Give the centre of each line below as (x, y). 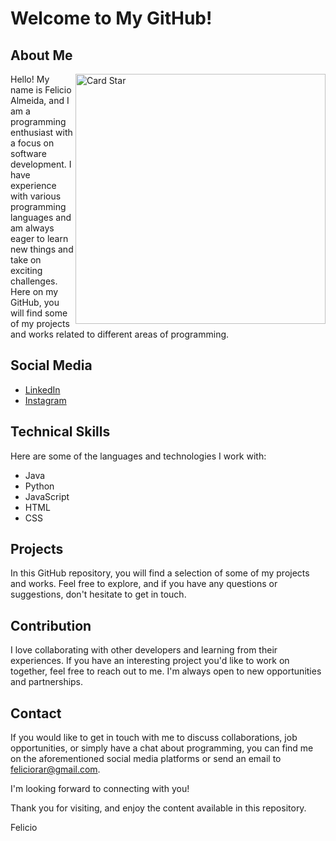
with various (36, 196)
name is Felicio (41, 90)
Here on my (34, 291)
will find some (39, 313)
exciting (26, 270)
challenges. (34, 281)
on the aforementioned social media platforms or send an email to (146, 759)
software (28, 153)
